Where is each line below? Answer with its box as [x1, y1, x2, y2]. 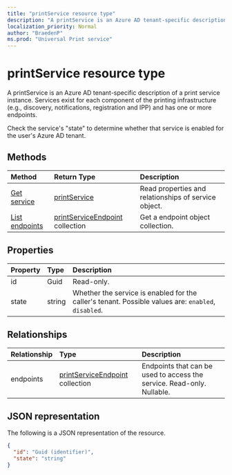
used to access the [141, 370, 204, 379]
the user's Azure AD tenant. [7, 132, 86, 140]
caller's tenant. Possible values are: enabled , [72, 296, 215, 306]
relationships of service [139, 192, 216, 201]
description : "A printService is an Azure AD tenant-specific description [7, 17, 227, 24]
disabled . [72, 305, 104, 315]
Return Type [54, 172, 96, 181]
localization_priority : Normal [7, 23, 97, 30]
